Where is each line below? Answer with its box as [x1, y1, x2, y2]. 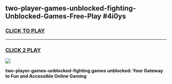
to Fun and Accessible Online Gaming [5, 73, 87, 79]
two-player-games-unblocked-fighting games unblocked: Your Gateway [5, 67, 163, 73]
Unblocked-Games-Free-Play [5, 12, 101, 21]
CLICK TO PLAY [5, 27, 45, 35]
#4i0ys [102, 12, 126, 21]
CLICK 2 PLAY [5, 46, 41, 53]
